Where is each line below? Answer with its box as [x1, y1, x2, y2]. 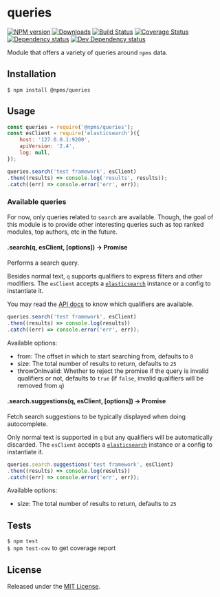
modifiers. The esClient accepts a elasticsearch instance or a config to [7, 279, 211, 287]
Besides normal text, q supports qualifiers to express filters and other [7, 272, 203, 280]
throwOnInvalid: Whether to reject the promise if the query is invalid [16, 367, 209, 375]
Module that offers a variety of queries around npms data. [7, 48, 168, 57]
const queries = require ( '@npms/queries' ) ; [7, 123, 134, 130]
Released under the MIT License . [7, 583, 101, 591]
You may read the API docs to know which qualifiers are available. [7, 300, 194, 308]
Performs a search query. [7, 259, 80, 267]
